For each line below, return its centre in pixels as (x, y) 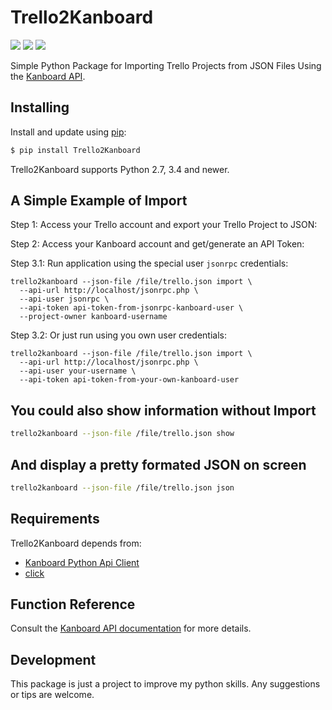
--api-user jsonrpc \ (64, 299)
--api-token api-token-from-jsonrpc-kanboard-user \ (131, 308)
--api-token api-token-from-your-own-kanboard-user (129, 380)
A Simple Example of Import (99, 201)
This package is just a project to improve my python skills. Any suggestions (165, 684)
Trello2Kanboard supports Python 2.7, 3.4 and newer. (120, 169)
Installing (40, 107)
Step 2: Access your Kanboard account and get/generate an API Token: (157, 244)
